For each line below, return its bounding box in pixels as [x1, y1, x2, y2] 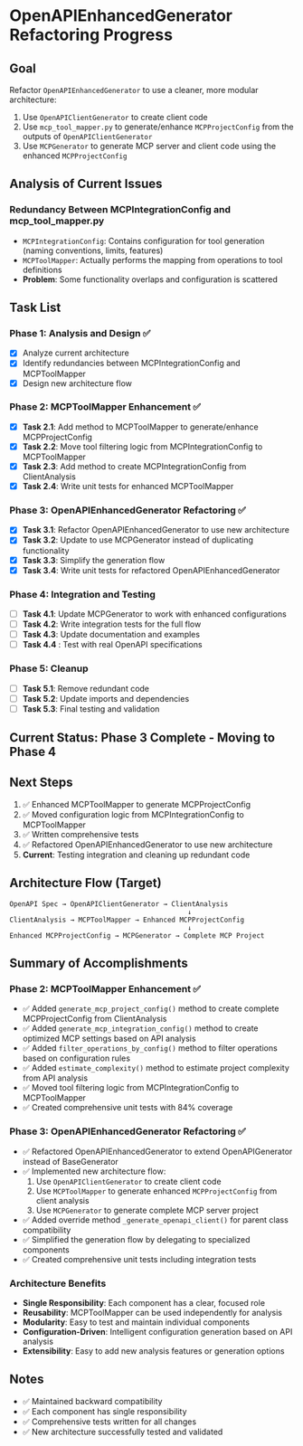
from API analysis [22, 1073, 89, 1083]
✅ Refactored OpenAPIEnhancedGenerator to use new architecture [22, 838, 273, 850]
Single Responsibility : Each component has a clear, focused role [22, 1297, 265, 1308]
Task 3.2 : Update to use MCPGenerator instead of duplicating [22, 534, 253, 545]
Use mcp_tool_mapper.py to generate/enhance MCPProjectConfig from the [22, 121, 294, 132]
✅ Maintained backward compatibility [22, 1395, 163, 1406]
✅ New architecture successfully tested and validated [22, 1426, 223, 1437]
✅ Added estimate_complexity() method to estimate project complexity [22, 1063, 289, 1073]
